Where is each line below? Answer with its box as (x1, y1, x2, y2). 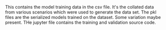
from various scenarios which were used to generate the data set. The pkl (5, 9, 157, 15)
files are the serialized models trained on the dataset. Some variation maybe (5, 15, 161, 20)
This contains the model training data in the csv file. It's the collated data (5, 4, 154, 10)
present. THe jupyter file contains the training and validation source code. (5, 19, 156, 25)
